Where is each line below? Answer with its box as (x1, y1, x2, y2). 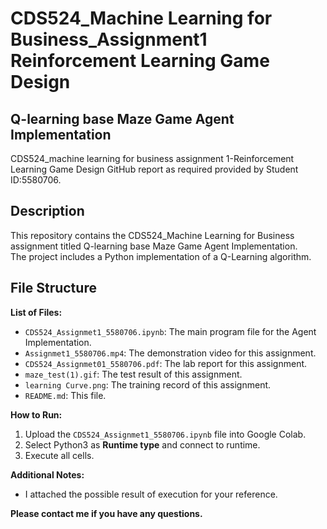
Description (10, 203, 85, 220)
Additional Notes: (10, 468, 85, 481)
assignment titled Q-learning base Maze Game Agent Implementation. (10, 240, 298, 252)
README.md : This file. (24, 389, 107, 401)
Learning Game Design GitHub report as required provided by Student (10, 163, 299, 175)
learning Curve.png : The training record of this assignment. (24, 378, 272, 391)
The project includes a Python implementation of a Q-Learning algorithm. (10, 250, 312, 262)
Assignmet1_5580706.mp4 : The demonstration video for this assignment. (24, 347, 317, 359)
